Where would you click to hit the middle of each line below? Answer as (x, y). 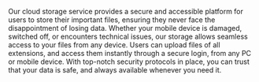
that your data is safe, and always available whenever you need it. (115, 70)
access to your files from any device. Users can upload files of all (114, 45)
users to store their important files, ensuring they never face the (112, 20)
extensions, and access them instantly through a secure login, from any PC (130, 53)
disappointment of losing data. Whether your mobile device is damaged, (125, 28)
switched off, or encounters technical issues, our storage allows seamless (128, 36)
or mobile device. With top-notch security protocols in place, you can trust (129, 61)
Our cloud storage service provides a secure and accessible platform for (126, 11)
